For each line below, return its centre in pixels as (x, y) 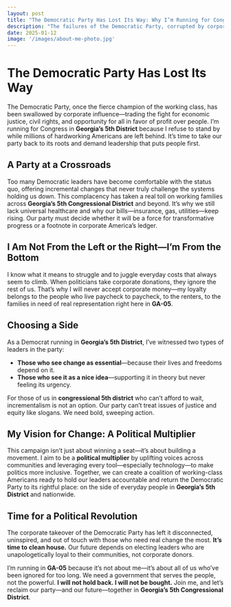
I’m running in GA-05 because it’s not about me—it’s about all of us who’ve (113, 568)
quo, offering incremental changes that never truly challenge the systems (111, 189)
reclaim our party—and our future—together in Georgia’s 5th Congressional (115, 590)
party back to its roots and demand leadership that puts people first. (104, 143)
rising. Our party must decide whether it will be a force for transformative (111, 218)
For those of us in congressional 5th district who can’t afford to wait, (106, 398)
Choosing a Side (43, 325)
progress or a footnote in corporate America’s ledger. (82, 225)
